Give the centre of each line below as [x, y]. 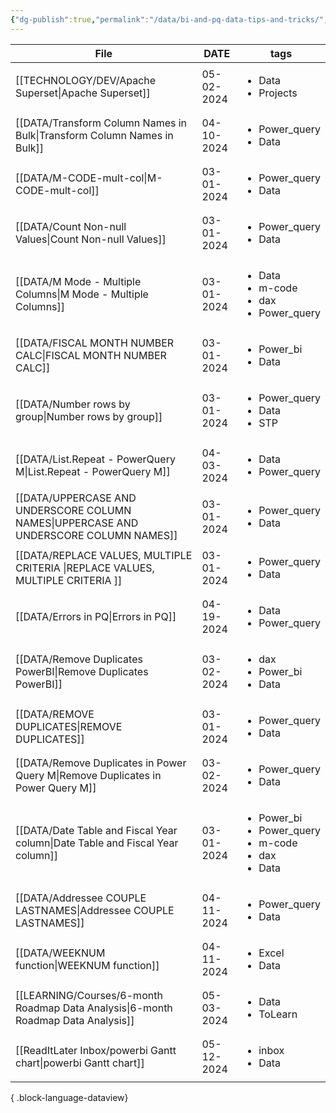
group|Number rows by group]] [89, 416]
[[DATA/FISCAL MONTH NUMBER [95, 343]
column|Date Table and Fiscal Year [97, 843]
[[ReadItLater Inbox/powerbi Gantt [96, 1050]
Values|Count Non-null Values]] [91, 239]
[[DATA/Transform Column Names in [101, 123]
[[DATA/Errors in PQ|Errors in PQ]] [96, 616]
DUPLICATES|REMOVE [69, 726]
